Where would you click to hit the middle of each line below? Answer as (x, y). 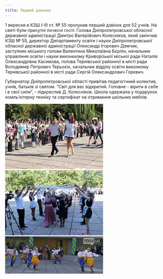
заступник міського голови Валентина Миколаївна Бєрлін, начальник (78, 51)
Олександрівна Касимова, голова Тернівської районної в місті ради (76, 61)
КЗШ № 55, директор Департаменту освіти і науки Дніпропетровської (79, 40)
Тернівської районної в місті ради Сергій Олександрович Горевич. (75, 72)
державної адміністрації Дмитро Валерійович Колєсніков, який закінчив (81, 35)
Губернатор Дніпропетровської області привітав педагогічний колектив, (81, 81)
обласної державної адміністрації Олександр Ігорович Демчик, (72, 46)
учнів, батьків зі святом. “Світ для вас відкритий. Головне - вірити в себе (82, 86)
